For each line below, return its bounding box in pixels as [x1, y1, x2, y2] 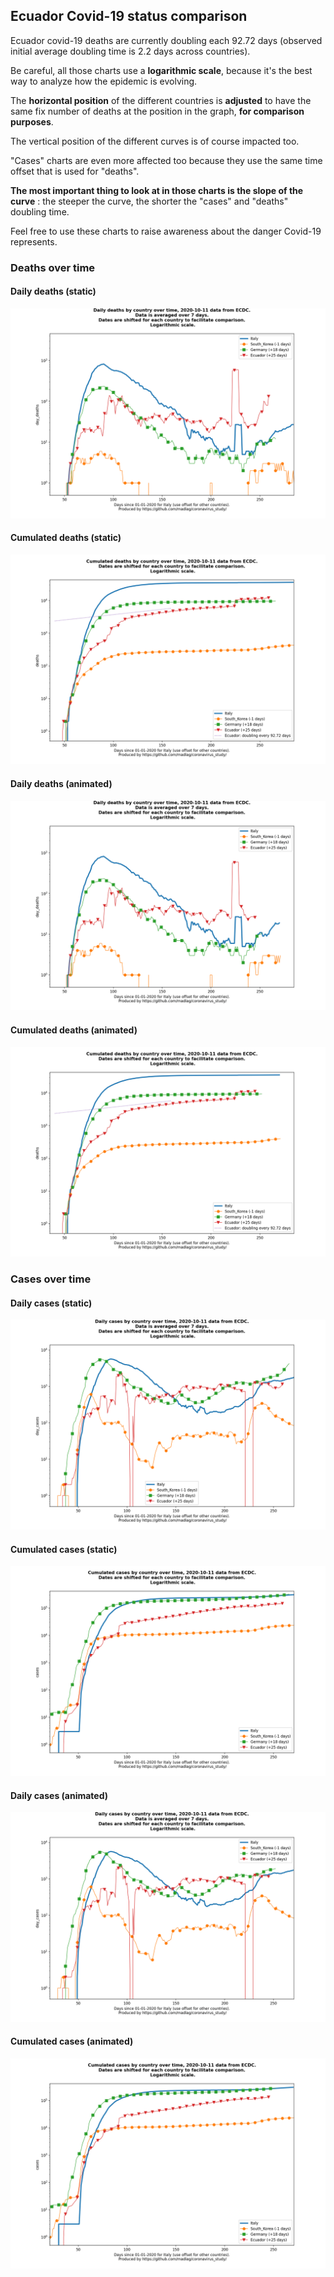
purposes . [10, 115, 54, 128]
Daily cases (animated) [10, 1789, 109, 1801]
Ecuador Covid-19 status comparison [10, 8, 248, 25]
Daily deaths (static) [10, 285, 97, 298]
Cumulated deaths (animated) [10, 1024, 138, 1036]
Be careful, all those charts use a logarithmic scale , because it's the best [10, 64, 313, 76]
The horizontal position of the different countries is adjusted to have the [10, 94, 312, 106]
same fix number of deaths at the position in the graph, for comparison [10, 105, 305, 117]
